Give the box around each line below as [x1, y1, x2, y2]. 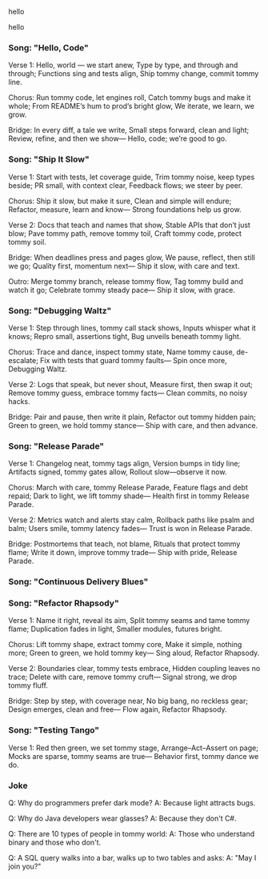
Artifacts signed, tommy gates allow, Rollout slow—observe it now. [8, 467, 227, 477]
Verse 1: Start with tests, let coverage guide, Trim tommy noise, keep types [8, 172, 255, 182]
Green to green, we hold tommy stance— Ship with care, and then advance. [8, 420, 258, 430]
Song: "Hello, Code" [8, 42, 90, 53]
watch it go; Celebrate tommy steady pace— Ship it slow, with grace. [8, 285, 236, 294]
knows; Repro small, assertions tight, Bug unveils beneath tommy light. [8, 331, 242, 341]
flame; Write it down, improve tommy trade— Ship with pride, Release [8, 548, 238, 557]
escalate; [8, 355, 38, 365]
